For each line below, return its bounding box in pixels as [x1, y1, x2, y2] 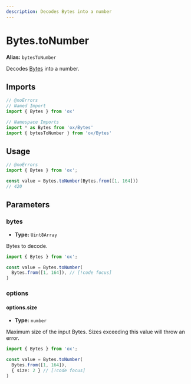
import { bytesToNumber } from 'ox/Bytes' [6, 130, 112, 136]
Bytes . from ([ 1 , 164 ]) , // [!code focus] [11, 270, 112, 276]
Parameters [6, 200, 50, 210]
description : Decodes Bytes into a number [6, 8, 112, 15]
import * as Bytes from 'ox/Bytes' [6, 124, 94, 130]
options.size [6, 304, 37, 311]
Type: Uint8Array [14, 231, 58, 238]
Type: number [14, 317, 47, 324]
